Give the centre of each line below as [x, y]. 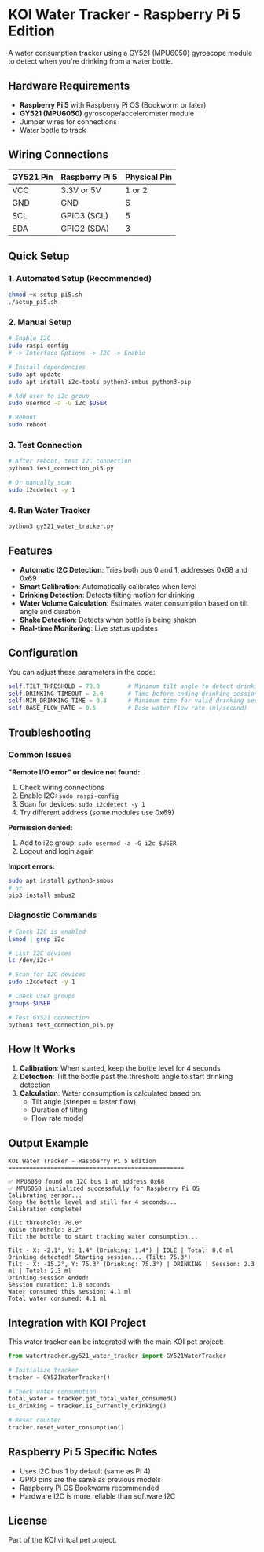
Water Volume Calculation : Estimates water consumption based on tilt [134, 603]
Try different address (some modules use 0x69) [97, 812]
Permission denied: [40, 827]
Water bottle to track [53, 130]
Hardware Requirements [69, 86]
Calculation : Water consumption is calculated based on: [110, 1093]
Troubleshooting [50, 732]
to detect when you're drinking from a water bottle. [91, 61]
